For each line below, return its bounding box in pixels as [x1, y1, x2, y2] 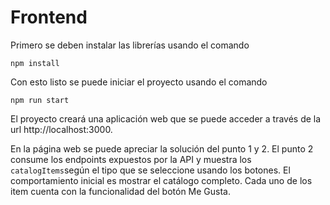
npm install [10, 58, 60, 68]
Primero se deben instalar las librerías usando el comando [10, 39, 250, 51]
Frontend [10, 6, 88, 29]
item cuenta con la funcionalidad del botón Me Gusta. [10, 185, 231, 197]
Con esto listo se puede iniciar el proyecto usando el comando [10, 76, 268, 88]
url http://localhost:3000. [10, 123, 113, 135]
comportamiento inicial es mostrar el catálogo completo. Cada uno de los [10, 174, 313, 186]
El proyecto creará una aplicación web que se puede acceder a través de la [10, 112, 322, 125]
